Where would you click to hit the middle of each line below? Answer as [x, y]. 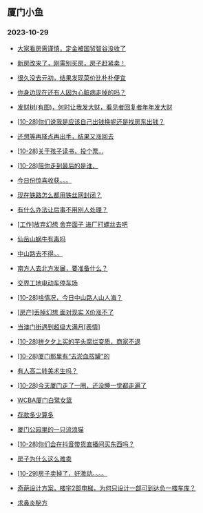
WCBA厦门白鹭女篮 [44, 400]
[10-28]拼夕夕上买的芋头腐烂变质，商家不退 [79, 341]
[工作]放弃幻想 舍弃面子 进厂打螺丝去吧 [72, 224]
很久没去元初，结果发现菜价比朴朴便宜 [71, 77]
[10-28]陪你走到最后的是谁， [57, 165]
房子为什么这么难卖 [44, 459]
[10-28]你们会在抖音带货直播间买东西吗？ [76, 444]
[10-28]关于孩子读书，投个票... [60, 151]
